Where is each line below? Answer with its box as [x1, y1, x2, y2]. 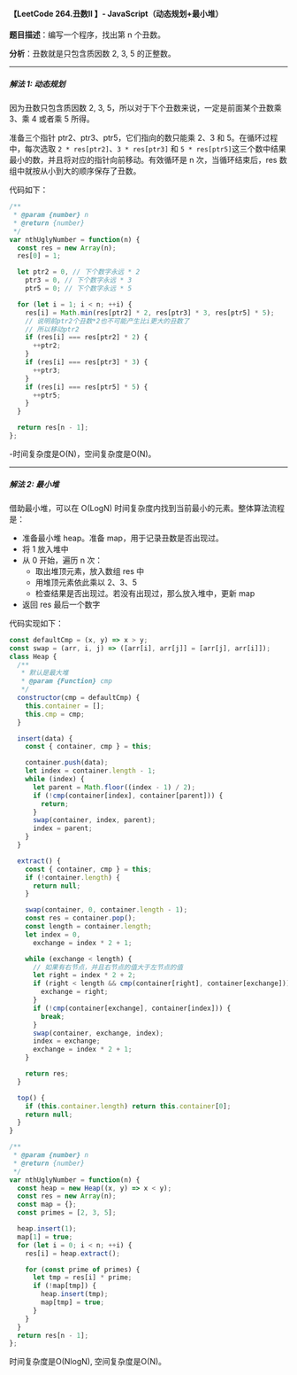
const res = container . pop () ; [25, 913, 137, 923]
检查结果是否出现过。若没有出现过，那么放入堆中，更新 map [34, 587, 255, 598]
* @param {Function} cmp [20, 677, 113, 686]
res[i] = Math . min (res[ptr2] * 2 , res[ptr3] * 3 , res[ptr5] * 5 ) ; [25, 308, 275, 317]
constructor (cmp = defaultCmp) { [17, 694, 141, 703]
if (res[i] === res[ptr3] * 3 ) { [25, 358, 148, 367]
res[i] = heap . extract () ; [25, 1249, 121, 1258]
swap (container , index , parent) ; [32, 816, 156, 825]
